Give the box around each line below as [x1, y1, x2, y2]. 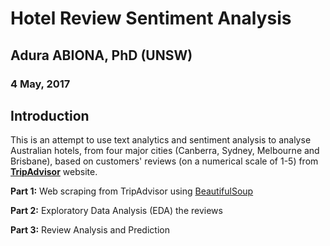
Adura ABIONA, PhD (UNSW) [10, 47, 193, 64]
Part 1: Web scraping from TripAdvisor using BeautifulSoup [10, 185, 254, 197]
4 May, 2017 [10, 77, 71, 91]
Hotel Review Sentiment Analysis [10, 7, 292, 30]
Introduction [10, 107, 90, 124]
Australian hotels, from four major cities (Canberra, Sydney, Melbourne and [10, 145, 320, 157]
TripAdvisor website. [10, 166, 98, 178]
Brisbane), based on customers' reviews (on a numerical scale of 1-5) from [10, 155, 319, 167]
